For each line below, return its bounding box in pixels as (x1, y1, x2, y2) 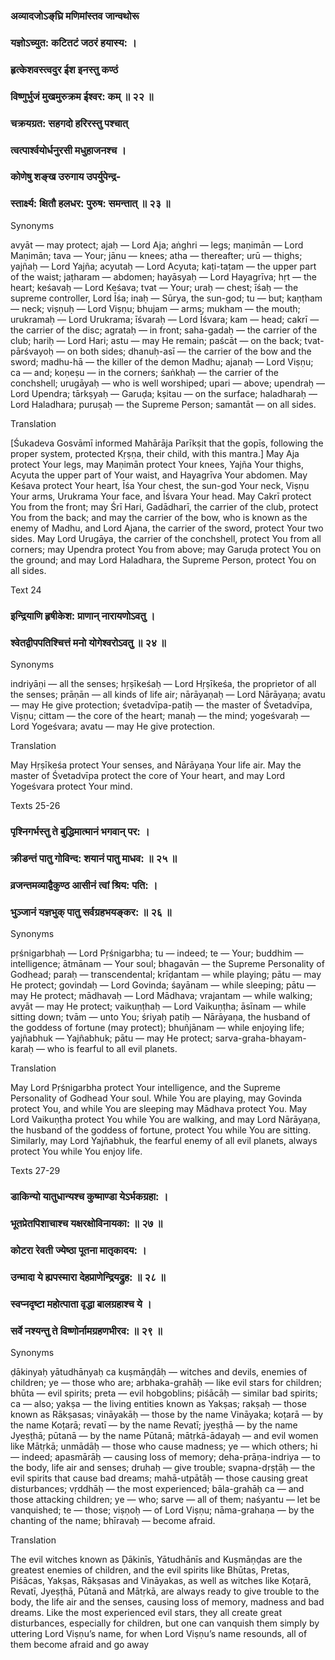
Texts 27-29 (10, 1165, 61, 1177)
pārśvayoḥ (10, 345, 54, 357)
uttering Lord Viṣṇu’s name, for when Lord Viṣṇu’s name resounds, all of (10, 1627, 308, 1639)
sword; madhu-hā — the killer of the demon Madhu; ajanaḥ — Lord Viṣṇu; (10, 355, 314, 368)
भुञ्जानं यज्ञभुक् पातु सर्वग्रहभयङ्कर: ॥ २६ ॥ (10, 905, 172, 919)
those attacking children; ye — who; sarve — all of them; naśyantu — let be (10, 1493, 321, 1505)
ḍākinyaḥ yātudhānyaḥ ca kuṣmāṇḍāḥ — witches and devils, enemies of (10, 1365, 308, 1378)
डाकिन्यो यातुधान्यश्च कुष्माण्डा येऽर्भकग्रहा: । (10, 1189, 169, 1203)
